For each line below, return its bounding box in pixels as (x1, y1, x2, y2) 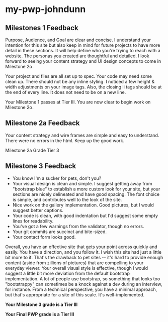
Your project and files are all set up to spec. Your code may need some (5, 73, 152, 79)
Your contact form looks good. (12, 234, 76, 240)
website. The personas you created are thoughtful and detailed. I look (5, 53, 149, 59)
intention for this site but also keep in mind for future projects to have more (5, 42, 160, 48)
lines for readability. (12, 218, 54, 224)
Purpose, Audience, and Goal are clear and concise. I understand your (5, 37, 151, 43)
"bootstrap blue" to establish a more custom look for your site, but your (12, 186, 160, 192)
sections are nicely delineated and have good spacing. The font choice (12, 191, 160, 197)
